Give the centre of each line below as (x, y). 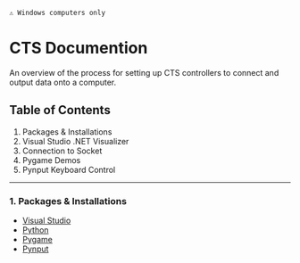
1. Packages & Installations (68, 201)
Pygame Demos (51, 160)
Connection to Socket (62, 151)
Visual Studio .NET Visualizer (75, 141)
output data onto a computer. (63, 82)
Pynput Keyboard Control (69, 169)
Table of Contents (60, 110)
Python (35, 230)
